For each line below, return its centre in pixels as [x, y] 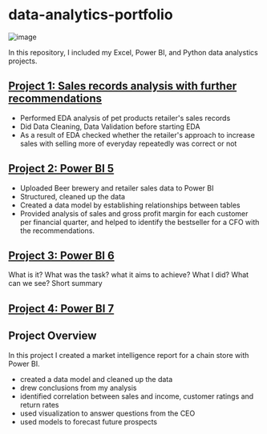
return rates [39, 404]
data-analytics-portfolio [91, 15]
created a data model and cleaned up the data [96, 379]
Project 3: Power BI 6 [61, 255]
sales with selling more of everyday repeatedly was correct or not [128, 143]
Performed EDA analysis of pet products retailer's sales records [125, 118]
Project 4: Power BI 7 [61, 309]
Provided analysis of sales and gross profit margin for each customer [134, 213]
